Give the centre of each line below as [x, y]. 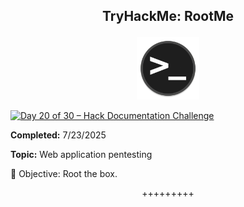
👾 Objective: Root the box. [64, 174]
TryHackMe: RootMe [168, 16]
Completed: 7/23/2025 [58, 135]
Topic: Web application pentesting [81, 155]
